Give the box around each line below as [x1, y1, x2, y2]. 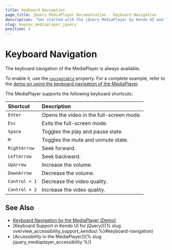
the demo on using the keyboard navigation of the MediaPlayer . [5, 81, 139, 87]
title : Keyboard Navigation [5, 7, 66, 13]
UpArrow [8, 162, 27, 168]
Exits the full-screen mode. [41, 120, 107, 127]
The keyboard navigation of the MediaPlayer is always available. [5, 65, 141, 72]
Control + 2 [8, 187, 37, 193]
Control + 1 [8, 178, 37, 185]
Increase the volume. [41, 162, 92, 169]
